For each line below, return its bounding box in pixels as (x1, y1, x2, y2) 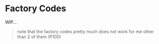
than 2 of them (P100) (17, 34, 61, 40)
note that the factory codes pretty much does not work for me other (17, 28, 154, 34)
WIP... (5, 19, 17, 25)
